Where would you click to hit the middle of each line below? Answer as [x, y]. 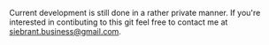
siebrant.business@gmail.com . [65, 31]
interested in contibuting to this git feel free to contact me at [119, 22]
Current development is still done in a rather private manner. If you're [135, 13]
